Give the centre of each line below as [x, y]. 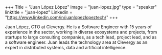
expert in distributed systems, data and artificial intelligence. [66, 47]
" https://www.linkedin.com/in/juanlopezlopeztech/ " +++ [62, 17]
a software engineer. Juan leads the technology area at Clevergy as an [76, 42]
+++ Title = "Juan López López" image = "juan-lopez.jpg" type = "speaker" [81, 7]
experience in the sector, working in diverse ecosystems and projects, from [81, 32]
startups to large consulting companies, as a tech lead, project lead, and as [81, 37]
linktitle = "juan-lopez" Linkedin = [39, 12]
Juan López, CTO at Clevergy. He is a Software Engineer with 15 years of [79, 27]
